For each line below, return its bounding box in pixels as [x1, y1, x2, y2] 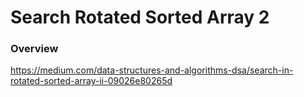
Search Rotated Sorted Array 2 [10, 6, 270, 29]
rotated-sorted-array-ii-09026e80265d [10, 75, 173, 87]
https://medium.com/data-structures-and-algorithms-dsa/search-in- [10, 64, 294, 76]
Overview [10, 42, 59, 56]
